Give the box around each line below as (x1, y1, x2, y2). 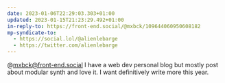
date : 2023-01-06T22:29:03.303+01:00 (7, 10, 115, 17)
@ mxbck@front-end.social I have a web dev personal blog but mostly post (7, 61, 218, 69)
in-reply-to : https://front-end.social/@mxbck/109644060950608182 (7, 23, 201, 29)
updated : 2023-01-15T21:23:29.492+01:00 (7, 16, 125, 23)
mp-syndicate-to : (7, 29, 57, 36)
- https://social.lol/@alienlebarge (13, 36, 118, 43)
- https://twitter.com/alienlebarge (13, 42, 118, 49)
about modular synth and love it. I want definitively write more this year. (7, 68, 209, 76)
